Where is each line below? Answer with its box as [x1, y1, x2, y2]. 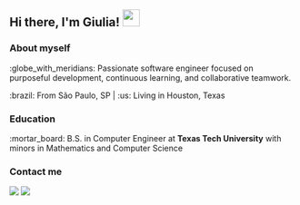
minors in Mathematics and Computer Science [9, 142, 184, 153]
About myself [9, 42, 71, 54]
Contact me [9, 165, 63, 178]
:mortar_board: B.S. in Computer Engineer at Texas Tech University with [9, 132, 282, 143]
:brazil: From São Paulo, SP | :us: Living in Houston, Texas [9, 90, 225, 101]
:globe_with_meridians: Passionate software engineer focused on [9, 63, 254, 73]
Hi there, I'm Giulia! [9, 15, 120, 30]
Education [9, 112, 56, 125]
